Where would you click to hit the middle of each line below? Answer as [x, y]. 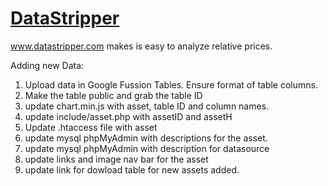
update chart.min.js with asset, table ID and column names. [147, 106]
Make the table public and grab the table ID [113, 95]
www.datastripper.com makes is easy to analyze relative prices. [141, 46]
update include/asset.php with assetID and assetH [128, 116]
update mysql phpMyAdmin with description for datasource [147, 148]
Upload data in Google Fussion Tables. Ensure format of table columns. [171, 84]
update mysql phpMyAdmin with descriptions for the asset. [146, 138]
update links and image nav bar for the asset [116, 159]
